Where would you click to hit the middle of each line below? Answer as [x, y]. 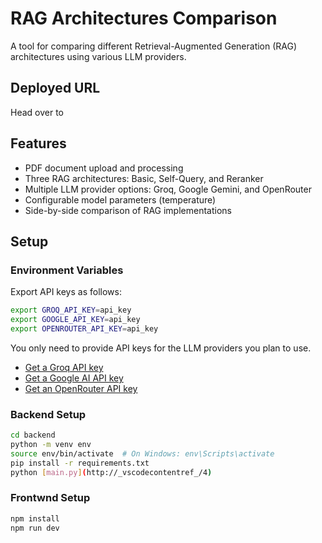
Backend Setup [48, 414]
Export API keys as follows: [66, 292]
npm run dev [35, 528]
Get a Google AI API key [74, 378]
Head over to [37, 112]
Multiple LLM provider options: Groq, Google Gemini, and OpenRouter [168, 189]
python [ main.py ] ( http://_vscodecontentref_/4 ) [111, 472]
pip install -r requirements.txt [80, 463]
